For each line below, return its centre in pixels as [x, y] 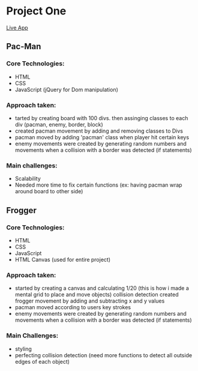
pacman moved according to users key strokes [73, 307]
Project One [36, 11]
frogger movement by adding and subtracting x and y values [90, 301]
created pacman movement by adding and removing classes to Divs [99, 131]
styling [23, 349]
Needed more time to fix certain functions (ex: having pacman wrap [98, 185]
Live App [17, 28]
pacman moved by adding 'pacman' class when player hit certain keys [102, 137]
